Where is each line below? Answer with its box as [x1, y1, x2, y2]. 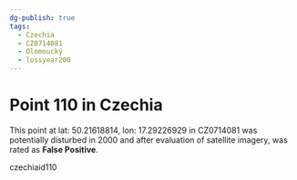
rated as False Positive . [9, 144, 98, 155]
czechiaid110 [9, 161, 57, 173]
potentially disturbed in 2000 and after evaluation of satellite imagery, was [9, 134, 289, 145]
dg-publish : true [9, 13, 76, 23]
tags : [9, 22, 30, 31]
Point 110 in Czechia [9, 95, 163, 115]
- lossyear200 [17, 55, 71, 65]
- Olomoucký [17, 47, 64, 56]
